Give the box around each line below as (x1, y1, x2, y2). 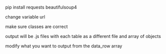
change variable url (5, 14, 45, 19)
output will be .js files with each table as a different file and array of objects (5, 33, 161, 39)
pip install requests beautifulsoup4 (5, 4, 77, 10)
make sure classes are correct (5, 23, 68, 29)
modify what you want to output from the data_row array (5, 43, 122, 49)
